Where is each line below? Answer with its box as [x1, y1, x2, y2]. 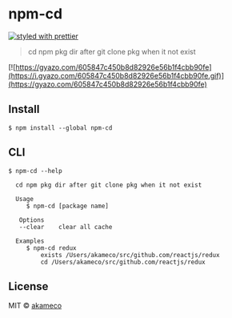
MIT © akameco [8, 301, 62, 311]
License [8, 280, 49, 293]
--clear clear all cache [18, 223, 113, 231]
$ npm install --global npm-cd [8, 123, 113, 132]
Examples [15, 237, 45, 245]
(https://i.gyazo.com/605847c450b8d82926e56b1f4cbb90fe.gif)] [8, 70, 225, 80]
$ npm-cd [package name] [26, 202, 110, 210]
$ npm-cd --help [8, 167, 62, 175]
